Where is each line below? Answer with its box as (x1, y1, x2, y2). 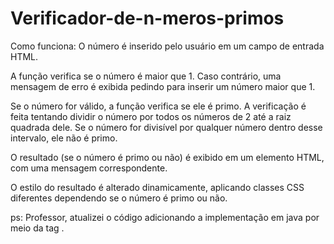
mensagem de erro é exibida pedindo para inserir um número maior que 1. (10, 80, 316, 92)
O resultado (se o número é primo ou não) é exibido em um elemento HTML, (10, 151, 325, 163)
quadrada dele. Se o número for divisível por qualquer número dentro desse (10, 121, 323, 133)
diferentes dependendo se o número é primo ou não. (10, 192, 228, 204)
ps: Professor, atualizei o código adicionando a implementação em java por (10, 211, 320, 223)
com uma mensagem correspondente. (10, 162, 168, 174)
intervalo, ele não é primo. (10, 132, 118, 144)
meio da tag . (10, 222, 65, 234)
